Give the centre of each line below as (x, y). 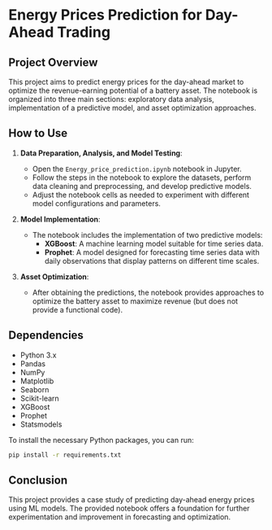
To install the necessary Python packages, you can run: (101, 440)
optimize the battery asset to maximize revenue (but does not (135, 301)
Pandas (33, 363)
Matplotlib (37, 381)
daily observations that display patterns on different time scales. (152, 261)
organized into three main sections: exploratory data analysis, (112, 99)
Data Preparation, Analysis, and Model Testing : (101, 153)
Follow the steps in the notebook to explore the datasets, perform (142, 177)
